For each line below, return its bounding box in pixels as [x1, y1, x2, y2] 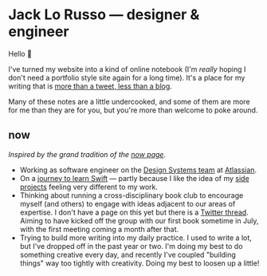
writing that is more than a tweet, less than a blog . [8, 81, 173, 91]
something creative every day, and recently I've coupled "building [19, 250, 237, 259]
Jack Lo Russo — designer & [8, 6, 200, 24]
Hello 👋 [8, 49, 32, 58]
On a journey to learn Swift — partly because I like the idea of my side [19, 173, 249, 183]
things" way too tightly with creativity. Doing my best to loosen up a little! [19, 258, 260, 268]
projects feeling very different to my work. [19, 182, 158, 191]
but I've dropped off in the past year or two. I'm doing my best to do [19, 241, 243, 250]
